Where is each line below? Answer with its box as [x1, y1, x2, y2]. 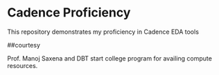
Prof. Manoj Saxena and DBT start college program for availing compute [7, 54, 213, 63]
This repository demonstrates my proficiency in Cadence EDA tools [7, 28, 200, 36]
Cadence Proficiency [7, 5, 131, 21]
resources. [7, 61, 38, 69]
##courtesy [7, 41, 40, 49]
